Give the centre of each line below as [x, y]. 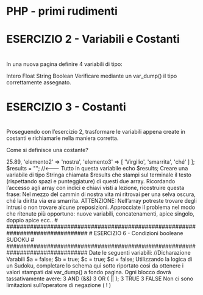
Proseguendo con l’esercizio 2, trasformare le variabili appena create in [96, 131]
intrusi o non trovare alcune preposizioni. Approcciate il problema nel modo [101, 207]
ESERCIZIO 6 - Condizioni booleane [138, 233]
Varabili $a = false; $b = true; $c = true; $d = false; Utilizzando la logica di [99, 259]
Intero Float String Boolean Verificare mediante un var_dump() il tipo [92, 76]
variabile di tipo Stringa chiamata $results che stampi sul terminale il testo [99, 175]
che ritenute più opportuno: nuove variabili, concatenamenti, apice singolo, [101, 213]
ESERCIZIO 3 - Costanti [66, 107]
